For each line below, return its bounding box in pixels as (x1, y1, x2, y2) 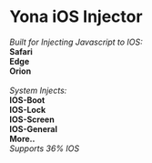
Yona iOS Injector (9, 6, 143, 27)
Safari (9, 46, 34, 56)
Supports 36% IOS (9, 143, 80, 154)
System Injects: (9, 85, 67, 96)
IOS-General (9, 123, 57, 134)
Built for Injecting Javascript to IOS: (9, 36, 143, 47)
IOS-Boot (9, 94, 46, 106)
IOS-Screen (9, 114, 55, 125)
